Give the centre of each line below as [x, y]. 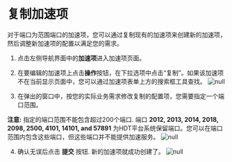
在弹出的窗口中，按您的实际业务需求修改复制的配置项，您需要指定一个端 [121, 96]
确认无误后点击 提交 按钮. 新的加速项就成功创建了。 [91, 151]
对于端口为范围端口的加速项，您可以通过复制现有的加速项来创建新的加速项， [117, 35]
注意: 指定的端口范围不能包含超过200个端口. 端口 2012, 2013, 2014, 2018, [113, 119]
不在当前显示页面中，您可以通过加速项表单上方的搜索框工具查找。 [111, 81]
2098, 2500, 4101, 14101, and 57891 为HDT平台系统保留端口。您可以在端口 [115, 128]
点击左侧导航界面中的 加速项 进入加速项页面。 [81, 58]
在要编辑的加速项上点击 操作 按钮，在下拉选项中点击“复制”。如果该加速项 [121, 73]
